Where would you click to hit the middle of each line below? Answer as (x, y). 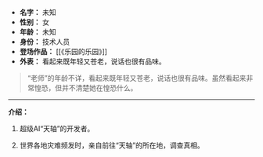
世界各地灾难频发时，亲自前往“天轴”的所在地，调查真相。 (112, 145)
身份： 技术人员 (45, 42)
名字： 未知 (38, 12)
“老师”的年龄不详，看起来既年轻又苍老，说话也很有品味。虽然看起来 (137, 78)
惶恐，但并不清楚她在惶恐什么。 (86, 88)
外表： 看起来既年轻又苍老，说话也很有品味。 (92, 61)
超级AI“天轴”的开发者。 (57, 128)
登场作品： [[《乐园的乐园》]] (63, 51)
